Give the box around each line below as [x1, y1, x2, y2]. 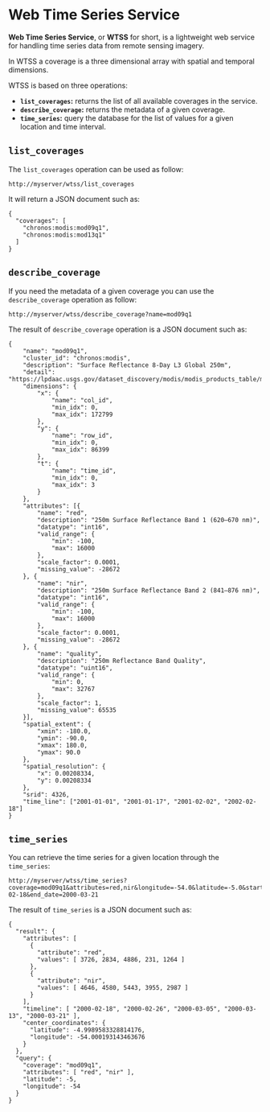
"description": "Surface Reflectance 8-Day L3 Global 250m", [22, 360, 231, 369]
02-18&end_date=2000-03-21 [8, 891, 99, 899]
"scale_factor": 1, [37, 698, 103, 707]
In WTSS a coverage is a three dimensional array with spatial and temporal [8, 56, 256, 66]
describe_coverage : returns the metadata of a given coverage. [19, 105, 226, 114]
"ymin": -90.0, [37, 734, 88, 742]
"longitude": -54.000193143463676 [29, 1033, 146, 1041]
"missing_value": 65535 [37, 706, 117, 714]
